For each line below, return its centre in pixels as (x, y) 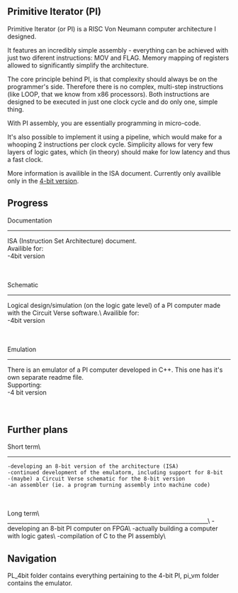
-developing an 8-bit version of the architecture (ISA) (93, 466)
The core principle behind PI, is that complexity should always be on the (113, 79)
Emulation (22, 349)
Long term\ (23, 513)
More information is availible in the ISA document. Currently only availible (114, 173)
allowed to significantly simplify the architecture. (78, 65)
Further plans (38, 430)
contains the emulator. (40, 583)
